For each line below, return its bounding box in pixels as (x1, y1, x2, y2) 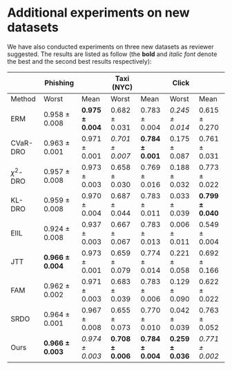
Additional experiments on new (7, 5, 190, 21)
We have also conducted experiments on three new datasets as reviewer (7, 42, 214, 51)
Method (10, 94, 36, 103)
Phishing (44, 78, 75, 87)
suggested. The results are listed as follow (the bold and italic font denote (7, 50, 217, 58)
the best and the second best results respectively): (7, 57, 152, 65)
